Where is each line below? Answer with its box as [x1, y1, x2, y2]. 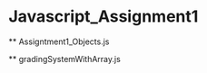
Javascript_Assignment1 [8, 6, 199, 27]
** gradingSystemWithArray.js [8, 53, 122, 64]
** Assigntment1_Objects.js [8, 36, 110, 47]
